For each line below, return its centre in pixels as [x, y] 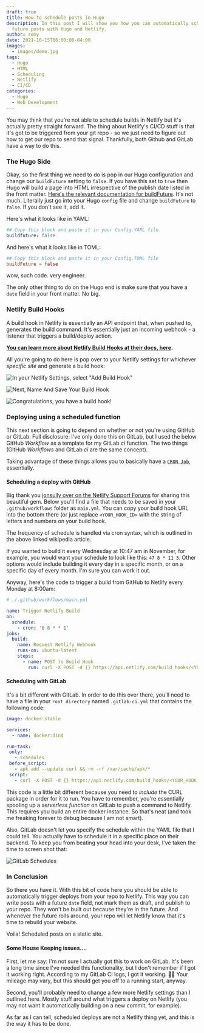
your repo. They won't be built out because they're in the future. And [92, 909]
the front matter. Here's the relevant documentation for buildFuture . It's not [100, 194]
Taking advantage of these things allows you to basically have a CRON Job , [99, 461]
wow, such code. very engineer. [46, 276]
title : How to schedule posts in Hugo [55, 18]
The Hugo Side [29, 161]
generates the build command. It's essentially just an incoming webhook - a [101, 329]
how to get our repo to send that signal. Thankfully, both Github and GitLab [100, 139]
